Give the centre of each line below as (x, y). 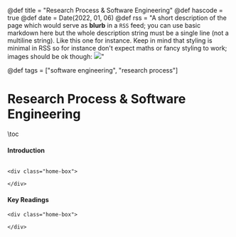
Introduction (26, 150)
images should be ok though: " (56, 57)
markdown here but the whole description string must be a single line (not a (118, 33)
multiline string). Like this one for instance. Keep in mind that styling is (110, 41)
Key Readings (28, 199)
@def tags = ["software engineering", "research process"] (93, 70)
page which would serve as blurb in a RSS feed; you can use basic (104, 25)
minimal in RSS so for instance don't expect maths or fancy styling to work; (117, 48)
